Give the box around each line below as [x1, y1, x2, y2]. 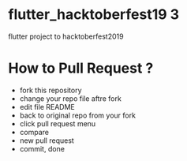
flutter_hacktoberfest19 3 [8, 6, 180, 24]
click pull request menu [19, 118, 96, 128]
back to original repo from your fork [19, 110, 137, 120]
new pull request [19, 136, 75, 145]
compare [19, 127, 50, 137]
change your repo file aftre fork [19, 93, 122, 103]
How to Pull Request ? [8, 59, 154, 77]
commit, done [19, 144, 65, 153]
